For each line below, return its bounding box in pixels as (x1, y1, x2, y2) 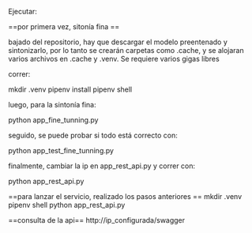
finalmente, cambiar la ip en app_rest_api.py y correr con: (8, 161, 196, 171)
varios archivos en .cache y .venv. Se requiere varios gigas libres (8, 54, 220, 63)
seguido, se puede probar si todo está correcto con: (8, 130, 178, 140)
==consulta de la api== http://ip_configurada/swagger (8, 216, 186, 224)
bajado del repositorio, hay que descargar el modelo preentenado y (8, 37, 228, 47)
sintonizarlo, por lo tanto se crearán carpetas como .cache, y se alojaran (8, 46, 244, 54)
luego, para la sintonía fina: (8, 100, 96, 109)
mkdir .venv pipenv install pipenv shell (8, 85, 133, 94)
